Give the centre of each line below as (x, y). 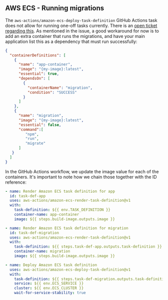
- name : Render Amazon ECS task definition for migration (67, 228)
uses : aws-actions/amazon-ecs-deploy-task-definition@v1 (70, 270)
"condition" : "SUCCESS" (52, 92)
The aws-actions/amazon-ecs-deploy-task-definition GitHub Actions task (81, 20)
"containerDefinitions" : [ (38, 55)
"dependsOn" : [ (34, 79)
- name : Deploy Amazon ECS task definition (51, 265)
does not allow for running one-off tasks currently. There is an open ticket (81, 25)
